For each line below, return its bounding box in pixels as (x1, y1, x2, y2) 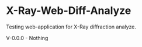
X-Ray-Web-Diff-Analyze (6, 4, 131, 17)
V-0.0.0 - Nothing (6, 34, 49, 41)
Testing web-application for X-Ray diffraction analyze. (6, 23, 136, 30)
